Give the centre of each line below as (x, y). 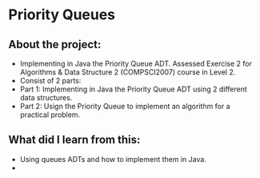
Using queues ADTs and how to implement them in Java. (113, 159)
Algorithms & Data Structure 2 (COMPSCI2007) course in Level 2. (128, 72)
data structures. (46, 97)
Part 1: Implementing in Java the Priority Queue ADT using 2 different (134, 89)
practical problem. (50, 115)
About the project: (55, 44)
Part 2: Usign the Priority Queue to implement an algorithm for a (125, 106)
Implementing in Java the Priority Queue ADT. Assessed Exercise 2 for (136, 63)
